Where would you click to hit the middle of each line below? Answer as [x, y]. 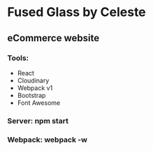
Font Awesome [39, 103]
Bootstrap [31, 95]
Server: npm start [38, 121]
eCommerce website [53, 38]
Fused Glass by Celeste [77, 12]
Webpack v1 [35, 87]
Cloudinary [33, 80]
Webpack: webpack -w [47, 139]
